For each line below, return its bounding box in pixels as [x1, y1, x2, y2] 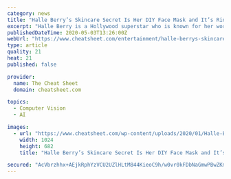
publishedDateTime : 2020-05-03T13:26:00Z [7, 29, 128, 36]
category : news [7, 10, 51, 17]
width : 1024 [19, 136, 54, 143]
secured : [7, 162, 32, 169]
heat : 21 [7, 55, 32, 62]
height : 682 [19, 143, 54, 150]
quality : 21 [7, 49, 41, 56]
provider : [7, 73, 36, 80]
